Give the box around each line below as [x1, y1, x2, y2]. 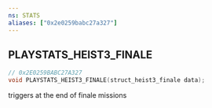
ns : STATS [8, 11, 41, 20]
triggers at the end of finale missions [8, 91, 127, 100]
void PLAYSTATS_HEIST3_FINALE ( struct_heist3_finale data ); [8, 76, 206, 84]
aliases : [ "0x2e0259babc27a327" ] [8, 19, 118, 27]
